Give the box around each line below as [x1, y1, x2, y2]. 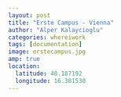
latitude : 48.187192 [15, 70, 82, 77]
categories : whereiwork [8, 33, 86, 41]
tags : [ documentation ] [8, 41, 82, 48]
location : [8, 63, 41, 70]
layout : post [8, 11, 51, 20]
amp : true [8, 56, 41, 63]
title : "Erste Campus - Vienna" [8, 19, 114, 27]
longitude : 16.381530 [15, 77, 86, 84]
